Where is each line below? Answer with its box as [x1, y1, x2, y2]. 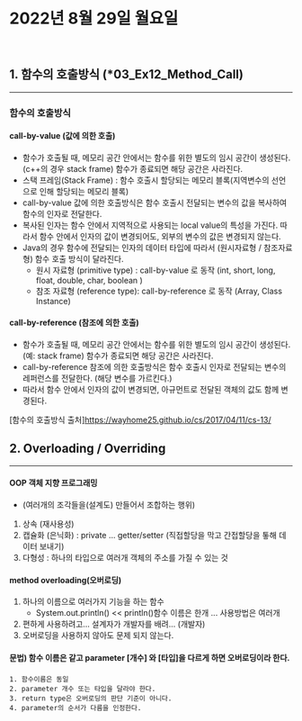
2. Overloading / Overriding [9, 441, 166, 456]
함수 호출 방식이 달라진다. [34, 253, 124, 264]
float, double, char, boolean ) [35, 275, 144, 285]
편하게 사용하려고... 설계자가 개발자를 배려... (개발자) [22, 618, 206, 630]
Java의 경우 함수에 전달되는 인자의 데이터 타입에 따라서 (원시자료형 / [22, 242, 262, 253]
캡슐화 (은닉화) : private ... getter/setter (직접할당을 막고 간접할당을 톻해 [22, 530, 277, 541]
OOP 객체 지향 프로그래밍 [9, 478, 98, 489]
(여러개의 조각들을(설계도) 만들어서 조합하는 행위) [22, 500, 196, 510]
